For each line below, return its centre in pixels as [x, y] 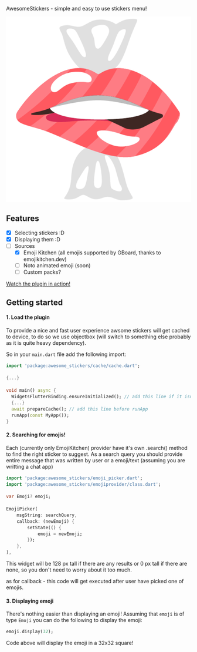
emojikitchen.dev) [45, 259]
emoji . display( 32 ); [30, 632]
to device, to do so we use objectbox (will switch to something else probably [98, 337]
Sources [25, 246]
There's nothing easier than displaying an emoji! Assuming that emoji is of [95, 614]
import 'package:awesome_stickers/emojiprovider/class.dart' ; [84, 484]
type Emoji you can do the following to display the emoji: [74, 620]
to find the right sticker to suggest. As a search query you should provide [94, 454]
